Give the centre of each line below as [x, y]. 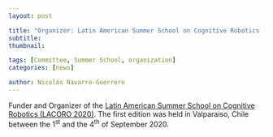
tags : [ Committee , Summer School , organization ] [92, 60]
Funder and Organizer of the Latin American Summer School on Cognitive [132, 105]
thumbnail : [27, 45]
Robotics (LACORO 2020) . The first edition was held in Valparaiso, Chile [129, 113]
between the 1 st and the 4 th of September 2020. [89, 123]
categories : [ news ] [41, 68]
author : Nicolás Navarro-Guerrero [67, 83]
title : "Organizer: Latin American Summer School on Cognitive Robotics [134, 30]
